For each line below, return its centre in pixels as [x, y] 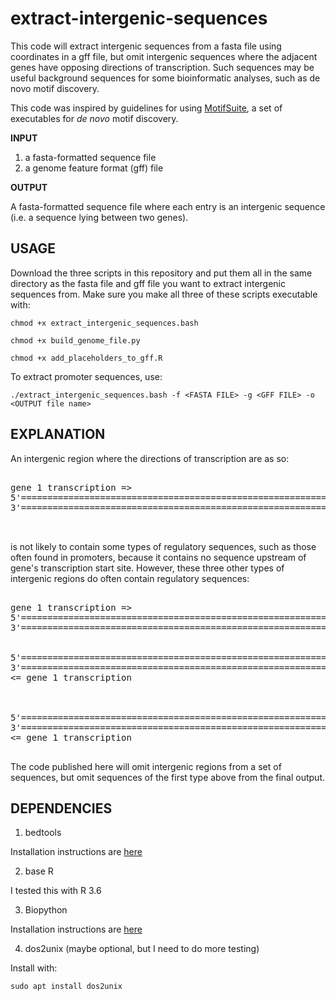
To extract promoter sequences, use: [86, 376]
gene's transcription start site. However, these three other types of [147, 568]
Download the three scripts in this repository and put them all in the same [161, 273]
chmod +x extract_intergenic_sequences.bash [104, 323]
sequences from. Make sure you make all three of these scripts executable [164, 294]
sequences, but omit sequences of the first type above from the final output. [168, 777]
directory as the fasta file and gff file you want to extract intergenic [148, 283]
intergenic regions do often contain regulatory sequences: [130, 578]
